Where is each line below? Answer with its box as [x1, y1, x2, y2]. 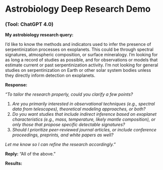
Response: [5, 82, 28, 88]
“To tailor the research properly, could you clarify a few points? [5, 91, 133, 97]
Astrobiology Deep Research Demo [5, 3, 151, 15]
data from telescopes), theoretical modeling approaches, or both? [12, 106, 146, 112]
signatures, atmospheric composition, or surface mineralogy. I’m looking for [5, 52, 158, 58]
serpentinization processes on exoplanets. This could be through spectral [5, 46, 154, 52]
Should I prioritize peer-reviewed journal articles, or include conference [12, 127, 157, 133]
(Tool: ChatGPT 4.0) [5, 21, 54, 28]
